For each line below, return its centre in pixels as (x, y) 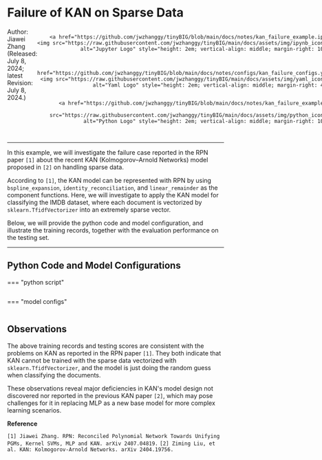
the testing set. (28, 237)
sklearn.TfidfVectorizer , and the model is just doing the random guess (109, 368)
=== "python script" (35, 282)
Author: (18, 32)
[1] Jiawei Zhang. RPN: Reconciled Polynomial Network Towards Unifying (114, 436)
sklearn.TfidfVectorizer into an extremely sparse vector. (89, 209)
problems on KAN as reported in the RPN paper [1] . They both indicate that (114, 353)
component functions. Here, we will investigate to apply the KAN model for (113, 195)
